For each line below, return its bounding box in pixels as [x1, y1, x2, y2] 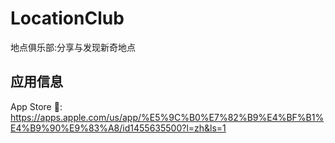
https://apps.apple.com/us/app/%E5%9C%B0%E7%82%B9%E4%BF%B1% [10, 111, 325, 123]
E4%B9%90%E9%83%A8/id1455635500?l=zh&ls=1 [10, 122, 227, 134]
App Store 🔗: [10, 100, 63, 112]
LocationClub [10, 7, 125, 30]
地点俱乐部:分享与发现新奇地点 [10, 41, 137, 53]
